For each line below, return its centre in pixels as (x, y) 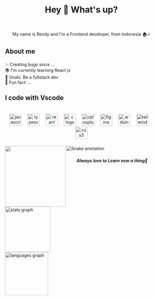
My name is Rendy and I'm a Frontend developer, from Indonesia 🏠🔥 (81, 34)
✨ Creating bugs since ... (30, 65)
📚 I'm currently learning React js (38, 70)
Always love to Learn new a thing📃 (112, 160)
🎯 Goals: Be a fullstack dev (32, 77)
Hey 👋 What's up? (81, 10)
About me (20, 51)
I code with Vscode (34, 98)
